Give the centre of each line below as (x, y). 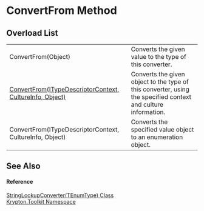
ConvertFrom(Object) (40, 57)
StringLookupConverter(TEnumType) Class (60, 195)
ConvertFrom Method (62, 11)
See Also (23, 166)
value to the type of (159, 57)
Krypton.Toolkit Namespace (41, 201)
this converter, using (160, 89)
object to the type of (160, 82)
